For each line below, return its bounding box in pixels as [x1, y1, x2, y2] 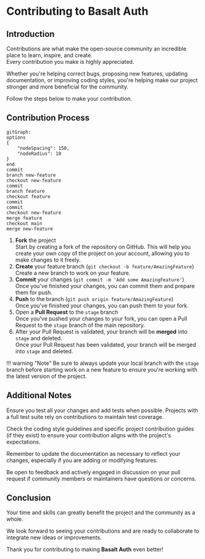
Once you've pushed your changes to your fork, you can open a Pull [15, 315, 188, 322]
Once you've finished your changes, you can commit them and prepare [15, 282, 195, 289]
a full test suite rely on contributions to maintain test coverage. [6, 413, 164, 420]
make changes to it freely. [15, 256, 81, 264]
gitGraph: [6, 129, 32, 135]
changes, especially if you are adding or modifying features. [6, 456, 158, 464]
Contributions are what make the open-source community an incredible [6, 45, 187, 52]
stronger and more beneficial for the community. [6, 83, 129, 90]
